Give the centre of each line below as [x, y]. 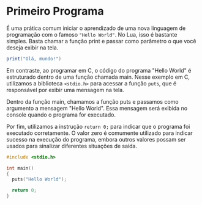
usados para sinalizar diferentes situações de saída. [72, 146]
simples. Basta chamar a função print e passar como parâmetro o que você [101, 41]
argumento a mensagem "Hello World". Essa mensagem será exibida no [97, 108]
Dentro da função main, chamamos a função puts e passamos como [92, 101]
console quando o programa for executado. [61, 115]
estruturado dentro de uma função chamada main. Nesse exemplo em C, [98, 77]
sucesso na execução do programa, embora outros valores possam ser [96, 139]
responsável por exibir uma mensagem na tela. [65, 90]
